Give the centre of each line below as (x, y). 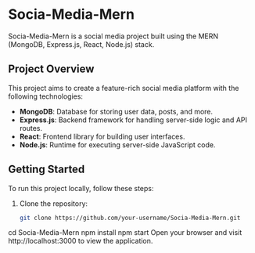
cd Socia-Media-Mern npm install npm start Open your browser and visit (125, 233)
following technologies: (46, 96)
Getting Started (47, 170)
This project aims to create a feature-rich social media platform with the (124, 88)
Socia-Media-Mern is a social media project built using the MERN (113, 36)
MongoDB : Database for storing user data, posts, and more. (116, 111)
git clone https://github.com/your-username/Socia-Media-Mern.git (130, 218)
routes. (31, 128)
